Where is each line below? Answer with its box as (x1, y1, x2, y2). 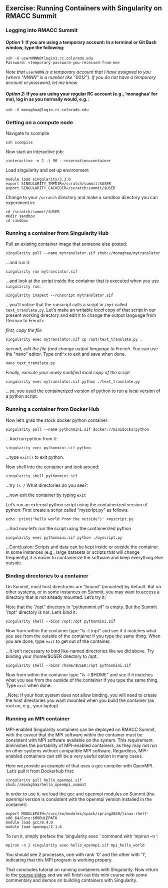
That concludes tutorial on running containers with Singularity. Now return (5, 866, 158, 872)
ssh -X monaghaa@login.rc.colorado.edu (5, 107, 89, 112)
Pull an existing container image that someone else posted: (5, 241, 127, 247)
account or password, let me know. (5, 80, 78, 86)
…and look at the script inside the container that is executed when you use (5, 278, 159, 284)
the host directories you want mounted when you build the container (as (5, 697, 154, 703)
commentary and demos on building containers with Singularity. (5, 877, 137, 883)
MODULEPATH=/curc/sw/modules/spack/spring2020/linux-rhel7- (21, 811, 149, 816)
